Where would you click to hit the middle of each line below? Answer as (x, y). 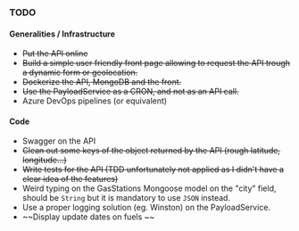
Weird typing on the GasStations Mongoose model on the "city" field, (149, 188)
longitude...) (44, 160)
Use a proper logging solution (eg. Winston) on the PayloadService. (146, 208)
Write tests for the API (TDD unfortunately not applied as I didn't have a (153, 169)
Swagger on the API (59, 141)
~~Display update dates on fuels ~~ (88, 217)
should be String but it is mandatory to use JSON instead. (126, 198)
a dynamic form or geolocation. (80, 72)
